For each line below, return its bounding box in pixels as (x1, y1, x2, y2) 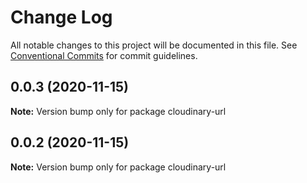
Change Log (10, 6, 113, 29)
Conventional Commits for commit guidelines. (10, 49, 198, 61)
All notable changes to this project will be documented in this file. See (10, 39, 298, 51)
